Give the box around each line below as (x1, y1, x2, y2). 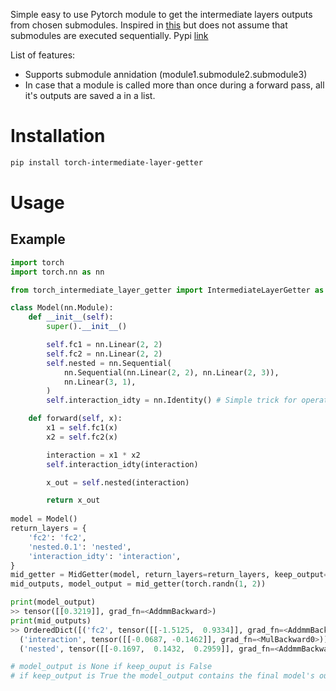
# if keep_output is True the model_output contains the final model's (10, 671, 315, 681)
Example (10, 231, 66, 248)
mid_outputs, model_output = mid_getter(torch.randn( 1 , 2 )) (10, 579, 267, 589)
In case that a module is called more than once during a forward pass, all (24, 79, 325, 91)
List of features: (10, 49, 76, 61)
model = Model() (10, 514, 78, 524)
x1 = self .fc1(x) (46, 423, 118, 433)
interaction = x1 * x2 (46, 450, 141, 460)
